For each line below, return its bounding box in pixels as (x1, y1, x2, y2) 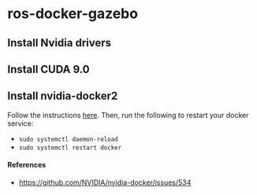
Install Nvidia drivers (7, 36, 112, 50)
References (7, 160, 47, 170)
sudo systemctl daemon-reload (18, 135, 119, 143)
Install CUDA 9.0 (7, 62, 90, 75)
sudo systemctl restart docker (18, 143, 122, 152)
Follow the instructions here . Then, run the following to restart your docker (7, 110, 249, 120)
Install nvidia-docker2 (7, 90, 118, 103)
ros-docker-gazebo (7, 5, 139, 23)
